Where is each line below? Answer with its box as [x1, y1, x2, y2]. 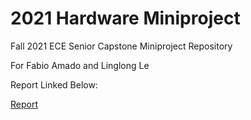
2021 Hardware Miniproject [10, 7, 241, 30]
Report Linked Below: [10, 78, 98, 91]
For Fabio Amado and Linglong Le [10, 59, 150, 71]
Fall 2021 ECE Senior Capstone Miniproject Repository [10, 40, 233, 52]
